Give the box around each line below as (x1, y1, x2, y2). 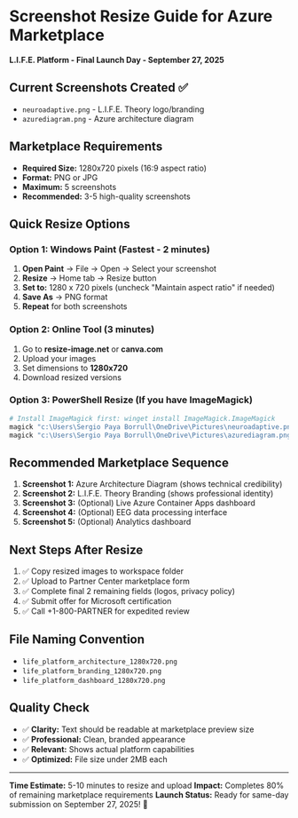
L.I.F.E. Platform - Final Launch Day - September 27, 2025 (9, 54, 224, 65)
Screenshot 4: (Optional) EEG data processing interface (21, 507, 228, 518)
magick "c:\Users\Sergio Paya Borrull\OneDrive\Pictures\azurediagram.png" (9, 431, 295, 440)
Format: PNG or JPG (21, 171, 98, 183)
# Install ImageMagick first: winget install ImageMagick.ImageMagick (9, 414, 276, 423)
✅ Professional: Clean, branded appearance (21, 734, 186, 744)
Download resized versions (21, 371, 122, 383)
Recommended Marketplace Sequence (9, 455, 229, 470)
